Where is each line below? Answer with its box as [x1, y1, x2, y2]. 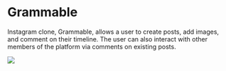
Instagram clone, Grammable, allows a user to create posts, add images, [7, 27, 219, 36]
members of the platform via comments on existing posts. [7, 42, 176, 51]
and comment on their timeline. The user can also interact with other [7, 34, 208, 43]
